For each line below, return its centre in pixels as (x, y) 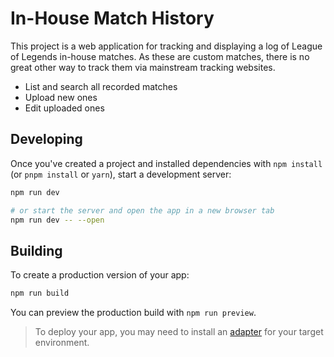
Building (36, 250)
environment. (62, 343)
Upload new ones (61, 97)
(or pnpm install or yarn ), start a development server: (121, 174)
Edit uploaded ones (64, 108)
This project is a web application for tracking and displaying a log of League (166, 46)
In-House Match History (112, 18)
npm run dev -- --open (57, 220)
